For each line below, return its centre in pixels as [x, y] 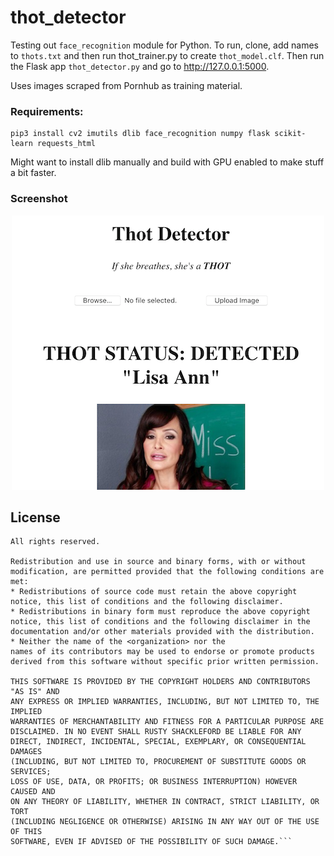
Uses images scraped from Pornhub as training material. [126, 85]
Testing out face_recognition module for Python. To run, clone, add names [164, 45]
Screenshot [39, 199]
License [35, 517]
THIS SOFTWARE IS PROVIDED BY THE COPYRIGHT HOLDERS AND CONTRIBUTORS [160, 682]
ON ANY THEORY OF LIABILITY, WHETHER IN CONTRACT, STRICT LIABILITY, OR [165, 802]
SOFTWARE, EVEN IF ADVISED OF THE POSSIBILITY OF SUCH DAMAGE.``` [151, 842]
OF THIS [26, 832]
